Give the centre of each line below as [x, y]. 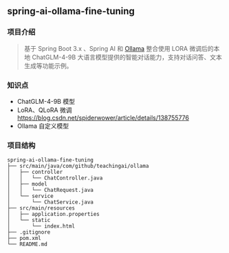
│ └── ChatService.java [51, 202]
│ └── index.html [41, 226]
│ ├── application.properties [53, 214]
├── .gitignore [29, 232]
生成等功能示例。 [48, 65]
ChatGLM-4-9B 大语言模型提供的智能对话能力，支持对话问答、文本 [127, 57]
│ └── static [29, 220]
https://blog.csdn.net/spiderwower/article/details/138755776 [103, 118]
